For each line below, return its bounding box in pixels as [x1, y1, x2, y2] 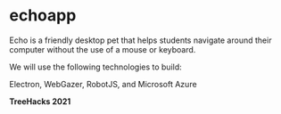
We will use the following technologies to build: [9, 61, 183, 72]
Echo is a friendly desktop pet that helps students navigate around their [9, 35, 272, 45]
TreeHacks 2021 [9, 95, 71, 107]
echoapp [9, 5, 77, 26]
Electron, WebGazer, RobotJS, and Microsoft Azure [9, 78, 198, 89]
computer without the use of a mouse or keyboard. [9, 44, 196, 54]
